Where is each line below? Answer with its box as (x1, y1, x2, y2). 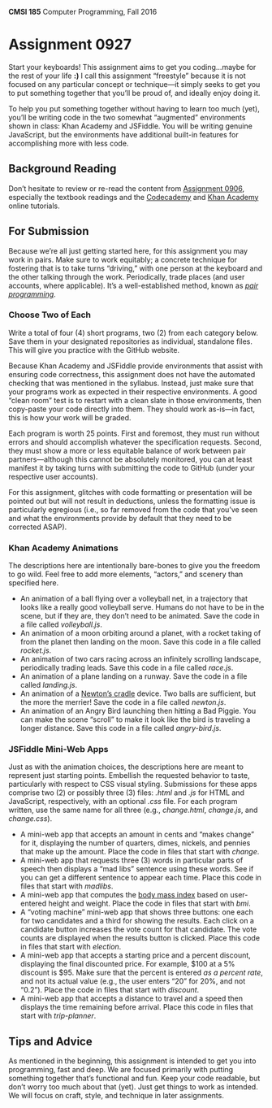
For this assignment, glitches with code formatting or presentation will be (8, 487, 253, 497)
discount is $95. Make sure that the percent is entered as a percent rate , (19, 967, 264, 978)
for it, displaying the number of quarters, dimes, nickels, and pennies (19, 838, 251, 848)
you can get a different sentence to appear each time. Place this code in (19, 873, 262, 883)
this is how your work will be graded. (8, 412, 132, 422)
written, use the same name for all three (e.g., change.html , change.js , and (8, 805, 258, 815)
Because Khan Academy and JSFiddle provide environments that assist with (8, 361, 264, 371)
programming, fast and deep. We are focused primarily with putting (8, 1065, 234, 1075)
